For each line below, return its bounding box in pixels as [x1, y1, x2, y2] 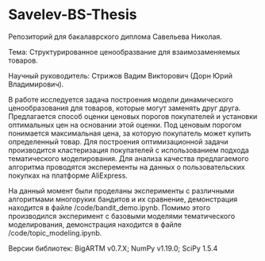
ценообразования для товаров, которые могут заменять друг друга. [8, 103, 241, 113]
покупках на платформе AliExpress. [8, 171, 129, 180]
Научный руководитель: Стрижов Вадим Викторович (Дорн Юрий [8, 71, 232, 80]
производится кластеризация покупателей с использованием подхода [8, 145, 250, 155]
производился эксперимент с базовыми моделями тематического [8, 211, 236, 221]
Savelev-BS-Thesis [8, 6, 137, 24]
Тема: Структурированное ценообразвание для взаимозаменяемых [8, 47, 240, 56]
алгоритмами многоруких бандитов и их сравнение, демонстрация [8, 194, 238, 204]
